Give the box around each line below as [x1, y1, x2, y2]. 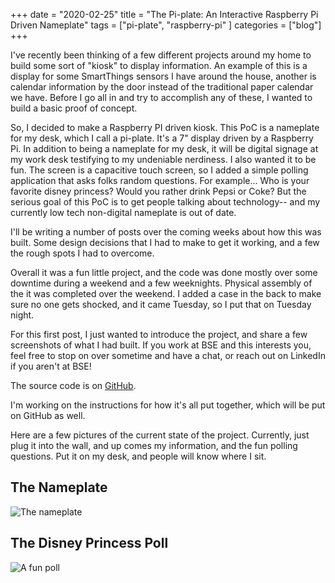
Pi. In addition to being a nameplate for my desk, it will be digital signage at [10, 143, 319, 154]
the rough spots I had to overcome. [10, 247, 155, 259]
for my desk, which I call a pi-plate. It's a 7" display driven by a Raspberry [10, 132, 314, 144]
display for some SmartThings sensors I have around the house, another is [10, 70, 317, 82]
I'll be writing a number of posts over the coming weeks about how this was [10, 226, 322, 238]
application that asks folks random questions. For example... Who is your [10, 175, 310, 186]
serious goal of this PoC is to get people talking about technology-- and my [10, 196, 321, 208]
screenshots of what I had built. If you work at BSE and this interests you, [10, 339, 312, 351]
